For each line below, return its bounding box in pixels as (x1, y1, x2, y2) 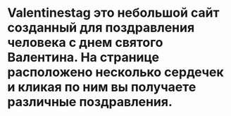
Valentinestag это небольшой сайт (7, 5, 220, 21)
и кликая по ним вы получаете (7, 79, 196, 95)
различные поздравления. (7, 94, 173, 110)
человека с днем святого (7, 35, 163, 50)
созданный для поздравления (7, 20, 195, 36)
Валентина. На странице (7, 50, 160, 66)
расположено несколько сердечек (7, 64, 224, 80)
